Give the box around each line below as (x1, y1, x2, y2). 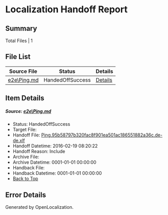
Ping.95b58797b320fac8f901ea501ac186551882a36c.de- (41, 132, 163, 138)
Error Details (5, 190, 46, 199)
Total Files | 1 (5, 37, 33, 44)
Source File (9, 68, 37, 75)
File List (5, 52, 31, 61)
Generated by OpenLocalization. (5, 204, 74, 210)
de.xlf (12, 138, 25, 144)
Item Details (5, 94, 45, 103)
